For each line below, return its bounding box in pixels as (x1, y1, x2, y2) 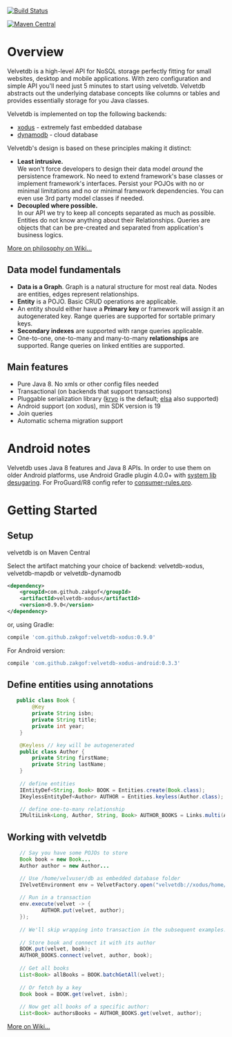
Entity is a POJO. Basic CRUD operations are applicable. (17, 297, 178, 306)
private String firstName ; (32, 754, 110, 762)
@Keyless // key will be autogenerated (19, 742, 135, 749)
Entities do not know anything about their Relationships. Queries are (17, 216, 211, 224)
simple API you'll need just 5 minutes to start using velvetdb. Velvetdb (7, 82, 206, 90)
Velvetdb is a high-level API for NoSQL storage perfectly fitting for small (7, 66, 212, 75)
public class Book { (16, 697, 76, 704)
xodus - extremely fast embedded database (17, 123, 143, 131)
